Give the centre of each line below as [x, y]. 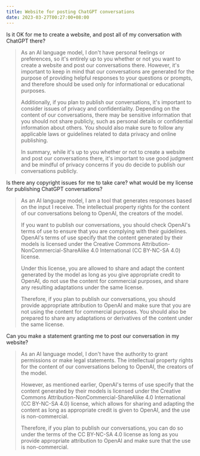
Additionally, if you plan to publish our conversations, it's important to [106, 102]
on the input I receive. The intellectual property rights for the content [105, 206]
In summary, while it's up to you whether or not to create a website [103, 152]
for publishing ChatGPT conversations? [54, 189]
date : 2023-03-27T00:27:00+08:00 [48, 17]
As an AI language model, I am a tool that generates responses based [106, 200]
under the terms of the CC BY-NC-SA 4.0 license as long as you [99, 434]
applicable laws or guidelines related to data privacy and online [99, 134]
